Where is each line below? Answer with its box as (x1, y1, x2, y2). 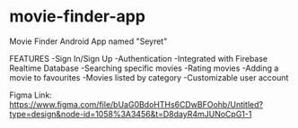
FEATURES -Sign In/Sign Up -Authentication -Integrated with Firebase (9, 53, 267, 64)
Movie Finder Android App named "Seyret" (9, 36, 168, 47)
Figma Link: (9, 90, 52, 100)
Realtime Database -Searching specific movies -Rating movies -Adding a (9, 63, 279, 73)
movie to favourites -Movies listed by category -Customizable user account (9, 72, 289, 82)
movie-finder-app (9, 6, 146, 27)
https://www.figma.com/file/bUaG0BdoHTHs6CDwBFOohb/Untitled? (9, 98, 263, 109)
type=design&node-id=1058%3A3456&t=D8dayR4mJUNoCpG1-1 (9, 108, 252, 119)
